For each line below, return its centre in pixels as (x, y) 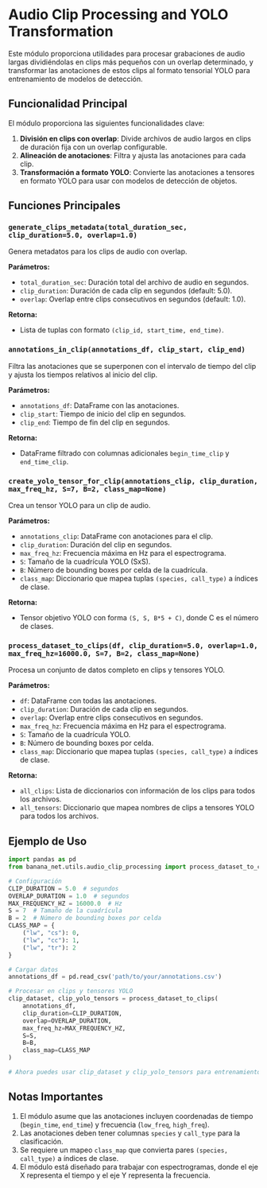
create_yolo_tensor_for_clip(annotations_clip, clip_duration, (133, 481)
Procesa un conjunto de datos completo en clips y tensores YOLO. (116, 670)
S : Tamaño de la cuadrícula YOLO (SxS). (85, 561)
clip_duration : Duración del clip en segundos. (96, 545)
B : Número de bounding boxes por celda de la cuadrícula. (114, 570)
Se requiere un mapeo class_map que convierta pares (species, (124, 1150)
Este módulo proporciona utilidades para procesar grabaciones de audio (127, 53)
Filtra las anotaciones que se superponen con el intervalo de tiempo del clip (132, 366)
